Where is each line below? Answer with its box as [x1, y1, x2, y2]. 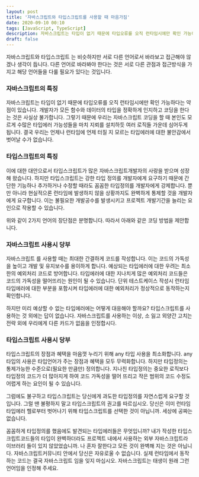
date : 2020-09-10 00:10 [6, 20, 65, 26]
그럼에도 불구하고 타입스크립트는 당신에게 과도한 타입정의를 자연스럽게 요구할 [6, 393, 184, 400]
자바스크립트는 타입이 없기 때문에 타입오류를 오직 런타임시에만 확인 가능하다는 [6, 99, 185, 106]
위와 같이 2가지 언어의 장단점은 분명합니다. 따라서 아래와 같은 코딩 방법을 [6, 217, 174, 224]
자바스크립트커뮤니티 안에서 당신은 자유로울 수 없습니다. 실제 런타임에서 [14, 450, 179, 457]
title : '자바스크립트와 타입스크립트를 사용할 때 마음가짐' [6, 14, 130, 20]
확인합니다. [6, 292, 32, 299]
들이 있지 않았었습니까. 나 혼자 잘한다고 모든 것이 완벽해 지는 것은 [26, 443, 176, 450]
